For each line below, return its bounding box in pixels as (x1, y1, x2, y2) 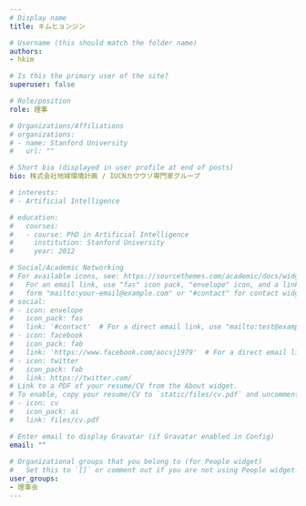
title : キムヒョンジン (9, 22, 87, 31)
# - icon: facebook (9, 331, 84, 340)
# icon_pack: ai (9, 407, 79, 416)
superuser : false (9, 80, 76, 89)
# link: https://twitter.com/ (9, 373, 132, 382)
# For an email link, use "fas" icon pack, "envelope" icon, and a (9, 279, 280, 289)
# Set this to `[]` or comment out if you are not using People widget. (9, 466, 300, 475)
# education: (9, 213, 59, 222)
